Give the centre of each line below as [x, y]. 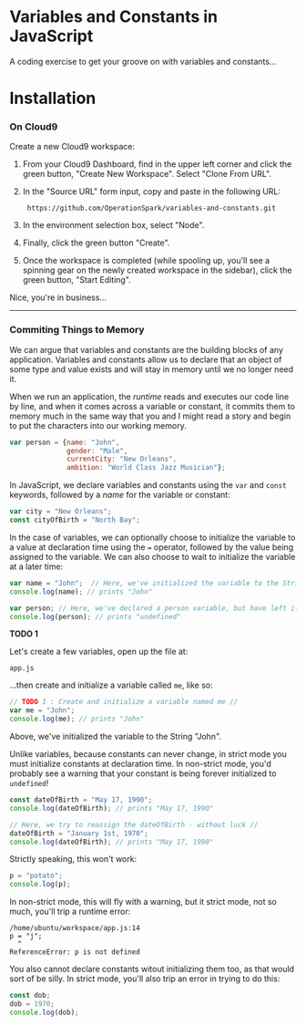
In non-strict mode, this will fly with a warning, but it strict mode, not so [143, 902]
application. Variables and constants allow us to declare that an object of [146, 359]
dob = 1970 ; [32, 1004]
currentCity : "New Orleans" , [122, 459]
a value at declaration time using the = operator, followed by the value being [152, 547]
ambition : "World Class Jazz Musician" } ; [146, 468]
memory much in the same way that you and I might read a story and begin [150, 416]
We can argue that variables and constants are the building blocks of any [147, 349]
